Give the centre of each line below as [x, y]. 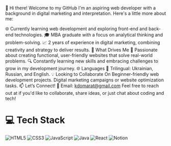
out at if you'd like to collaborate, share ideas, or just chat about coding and [85, 93]
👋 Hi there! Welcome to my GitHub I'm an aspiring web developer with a [81, 8]
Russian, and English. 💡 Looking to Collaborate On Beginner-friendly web [82, 74]
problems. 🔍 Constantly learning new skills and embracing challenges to [82, 61]
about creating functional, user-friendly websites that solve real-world [79, 55]
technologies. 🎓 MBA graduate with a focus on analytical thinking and [89, 35]
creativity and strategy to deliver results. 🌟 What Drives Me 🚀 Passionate [81, 50]
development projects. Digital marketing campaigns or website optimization [85, 80]
